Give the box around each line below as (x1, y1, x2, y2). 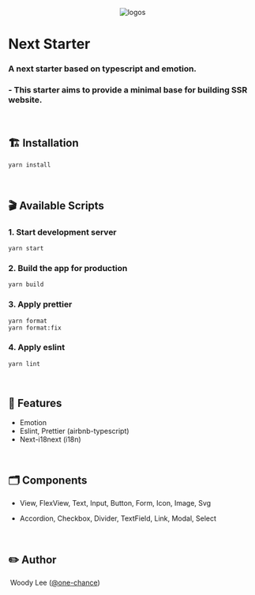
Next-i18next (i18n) (19, 435, 81, 444)
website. (8, 95, 43, 106)
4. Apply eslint (8, 342, 66, 353)
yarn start (8, 244, 44, 252)
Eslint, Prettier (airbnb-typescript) (19, 426, 129, 435)
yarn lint (8, 360, 41, 367)
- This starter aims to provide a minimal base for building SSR (8, 85, 248, 96)
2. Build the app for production (8, 262, 128, 273)
